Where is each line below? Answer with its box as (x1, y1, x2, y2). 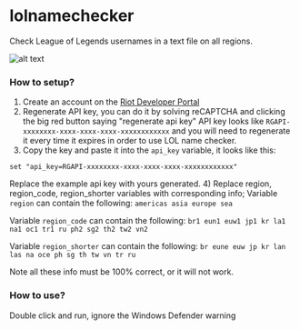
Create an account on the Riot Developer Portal (22, 96, 200, 107)
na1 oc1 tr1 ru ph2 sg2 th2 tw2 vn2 (9, 225, 148, 235)
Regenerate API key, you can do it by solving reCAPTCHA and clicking (22, 106, 285, 117)
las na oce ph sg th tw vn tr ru (9, 251, 136, 260)
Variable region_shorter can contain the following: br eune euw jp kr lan (9, 241, 286, 252)
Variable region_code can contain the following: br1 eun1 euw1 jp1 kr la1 (9, 215, 286, 226)
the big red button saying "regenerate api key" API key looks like (22, 115, 265, 127)
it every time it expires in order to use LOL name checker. (22, 135, 237, 146)
